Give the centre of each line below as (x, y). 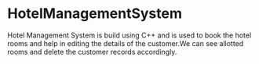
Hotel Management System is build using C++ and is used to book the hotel (129, 35)
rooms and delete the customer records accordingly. (92, 52)
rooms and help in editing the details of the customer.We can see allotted (126, 43)
